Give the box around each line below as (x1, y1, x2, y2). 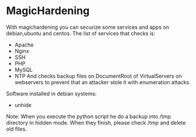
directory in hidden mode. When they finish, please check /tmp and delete (6, 119, 186, 126)
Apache (14, 41, 34, 48)
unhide (14, 101, 32, 108)
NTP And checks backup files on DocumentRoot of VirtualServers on (14, 72, 182, 79)
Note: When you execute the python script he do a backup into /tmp (6, 113, 171, 120)
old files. (6, 125, 27, 132)
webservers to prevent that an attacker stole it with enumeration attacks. (14, 78, 191, 86)
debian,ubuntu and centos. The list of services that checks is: (6, 29, 156, 36)
